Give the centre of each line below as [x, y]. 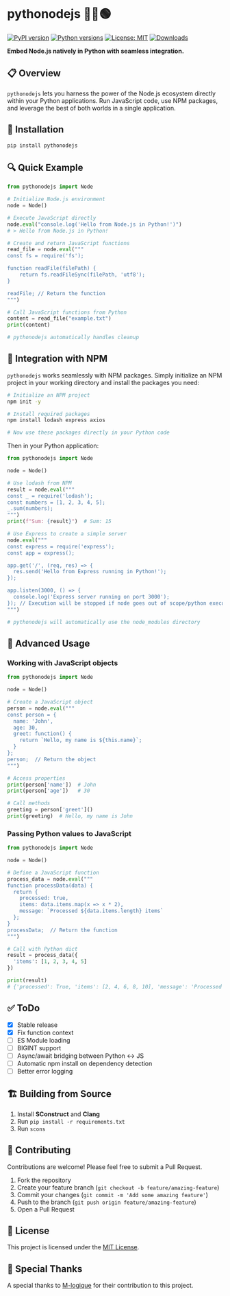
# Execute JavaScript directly [52, 218]
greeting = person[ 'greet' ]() [50, 810]
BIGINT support [39, 1048]
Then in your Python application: [53, 446]
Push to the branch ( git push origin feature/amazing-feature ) [106, 1202]
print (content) [29, 325]
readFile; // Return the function [56, 293]
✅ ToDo [24, 1008]
